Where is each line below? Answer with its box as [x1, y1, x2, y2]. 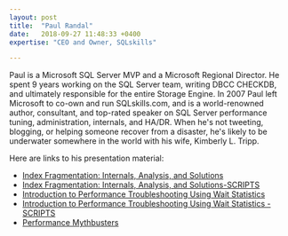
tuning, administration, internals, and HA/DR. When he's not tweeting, [9, 117, 264, 128]
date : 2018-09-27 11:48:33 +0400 [9, 29, 141, 38]
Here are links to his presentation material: [9, 153, 164, 164]
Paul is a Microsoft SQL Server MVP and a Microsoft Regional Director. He [9, 70, 280, 81]
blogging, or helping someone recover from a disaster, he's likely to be [9, 126, 268, 138]
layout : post [9, 12, 58, 22]
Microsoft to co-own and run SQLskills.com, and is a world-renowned [9, 98, 264, 109]
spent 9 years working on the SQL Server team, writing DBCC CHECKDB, [9, 79, 277, 90]
